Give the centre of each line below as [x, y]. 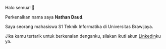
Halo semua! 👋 [20, 8]
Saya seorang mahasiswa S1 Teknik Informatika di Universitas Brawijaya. [79, 26]
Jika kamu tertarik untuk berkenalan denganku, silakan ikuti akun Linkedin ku [83, 36]
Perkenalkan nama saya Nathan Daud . [44, 17]
